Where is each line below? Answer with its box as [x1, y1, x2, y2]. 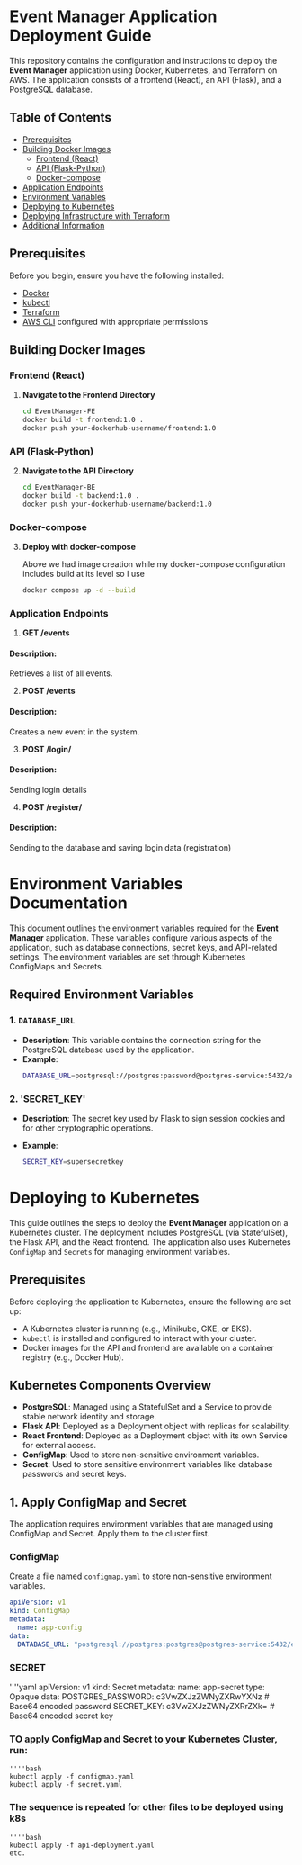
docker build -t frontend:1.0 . [22, 416, 144, 425]
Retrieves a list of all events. [9, 668, 113, 679]
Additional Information [22, 220, 105, 230]
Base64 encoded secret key [9, 1710, 114, 1721]
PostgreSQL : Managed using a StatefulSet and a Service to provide [22, 1401, 272, 1412]
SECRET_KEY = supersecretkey [22, 1157, 124, 1167]
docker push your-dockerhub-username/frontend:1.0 [22, 424, 217, 433]
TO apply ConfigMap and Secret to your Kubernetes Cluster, [9, 1733, 278, 1745]
